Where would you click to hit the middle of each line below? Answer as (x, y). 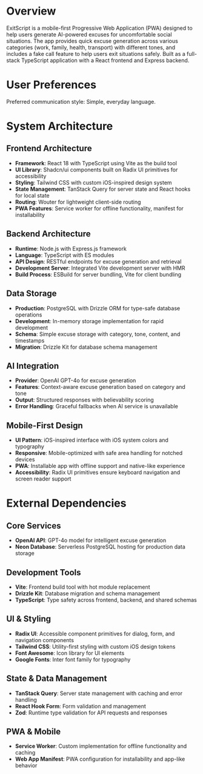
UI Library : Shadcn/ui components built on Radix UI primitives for (96, 170)
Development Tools (44, 572)
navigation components (45, 640)
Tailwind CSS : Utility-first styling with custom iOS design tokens (95, 646)
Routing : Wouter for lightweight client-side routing (78, 202)
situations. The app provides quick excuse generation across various (92, 41)
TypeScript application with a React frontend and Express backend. (105, 60)
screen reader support (43, 479)
